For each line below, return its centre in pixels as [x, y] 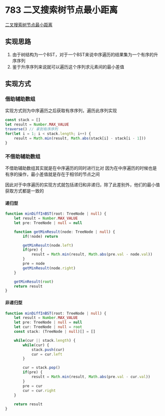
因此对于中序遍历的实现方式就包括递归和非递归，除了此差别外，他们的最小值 [82, 185]
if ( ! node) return [40, 236]
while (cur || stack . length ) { [45, 340]
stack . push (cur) [48, 350]
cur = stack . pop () [41, 368]
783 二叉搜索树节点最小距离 [61, 10]
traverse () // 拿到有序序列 [31, 129]
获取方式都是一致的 [25, 191]
